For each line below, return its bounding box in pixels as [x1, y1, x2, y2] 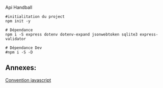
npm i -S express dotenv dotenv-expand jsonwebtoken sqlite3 [5, 32, 138, 37]
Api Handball [5, 5, 33, 10]
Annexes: [5, 64, 37, 72]
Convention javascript [5, 77, 51, 83]
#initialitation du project [5, 14, 65, 19]
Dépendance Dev [10, 45, 42, 50]
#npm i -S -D [5, 50, 33, 55]
